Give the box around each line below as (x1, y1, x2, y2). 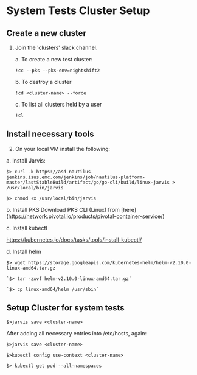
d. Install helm (6, 248, 41, 255)
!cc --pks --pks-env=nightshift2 (15, 68, 100, 74)
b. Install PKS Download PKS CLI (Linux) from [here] (6, 206, 137, 213)
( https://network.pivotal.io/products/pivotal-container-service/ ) (6, 212, 165, 220)
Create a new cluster (6, 28, 87, 38)
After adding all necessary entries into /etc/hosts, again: (6, 329, 147, 337)
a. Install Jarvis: (6, 156, 46, 164)
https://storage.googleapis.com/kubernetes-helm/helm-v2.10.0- (28, 259, 192, 265)
